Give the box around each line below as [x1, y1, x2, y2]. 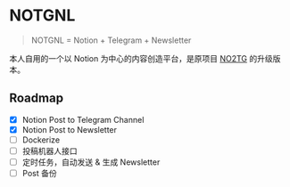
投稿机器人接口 [21, 145, 78, 156]
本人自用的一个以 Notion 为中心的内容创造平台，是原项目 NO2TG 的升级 [9, 53, 274, 63]
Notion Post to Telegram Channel [21, 114, 145, 125]
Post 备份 [21, 168, 57, 179]
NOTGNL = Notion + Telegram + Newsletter [30, 35, 192, 45]
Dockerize [21, 134, 61, 145]
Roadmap [9, 91, 64, 106]
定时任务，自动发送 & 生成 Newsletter [21, 157, 161, 167]
